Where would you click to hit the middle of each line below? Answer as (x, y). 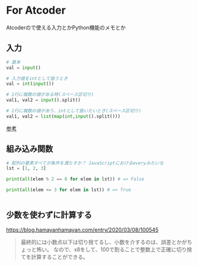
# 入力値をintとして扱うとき (37, 78)
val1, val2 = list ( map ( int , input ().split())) (63, 116)
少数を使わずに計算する (49, 215)
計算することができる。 (60, 256)
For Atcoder (36, 10)
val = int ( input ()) (30, 84)
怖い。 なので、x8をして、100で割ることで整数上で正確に (106, 249)
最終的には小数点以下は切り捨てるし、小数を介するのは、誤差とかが (104, 242)
